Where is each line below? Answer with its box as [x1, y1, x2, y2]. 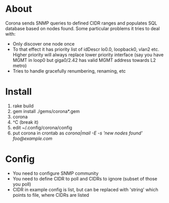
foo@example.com [12, 135, 52, 141]
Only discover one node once [12, 40, 75, 47]
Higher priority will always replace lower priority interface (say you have [12, 52, 164, 58]
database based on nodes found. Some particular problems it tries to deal [5, 25, 160, 31]
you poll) [12, 181, 32, 187]
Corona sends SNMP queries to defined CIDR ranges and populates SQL [5, 20, 157, 26]
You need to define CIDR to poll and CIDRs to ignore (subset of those [12, 175, 158, 182]
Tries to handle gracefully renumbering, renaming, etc [12, 67, 126, 74]
